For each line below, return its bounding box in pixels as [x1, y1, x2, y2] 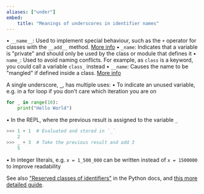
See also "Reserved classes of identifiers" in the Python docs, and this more [6, 174, 198, 182]
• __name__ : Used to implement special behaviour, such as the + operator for [6, 37, 197, 45]
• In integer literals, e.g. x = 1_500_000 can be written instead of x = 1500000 [6, 156, 198, 163]
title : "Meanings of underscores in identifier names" [17, 20, 160, 26]
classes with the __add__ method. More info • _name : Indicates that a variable [6, 43, 198, 51]
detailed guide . [6, 181, 44, 188]
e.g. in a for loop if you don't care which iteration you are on [6, 88, 157, 95]
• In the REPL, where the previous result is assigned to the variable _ [6, 117, 178, 124]
